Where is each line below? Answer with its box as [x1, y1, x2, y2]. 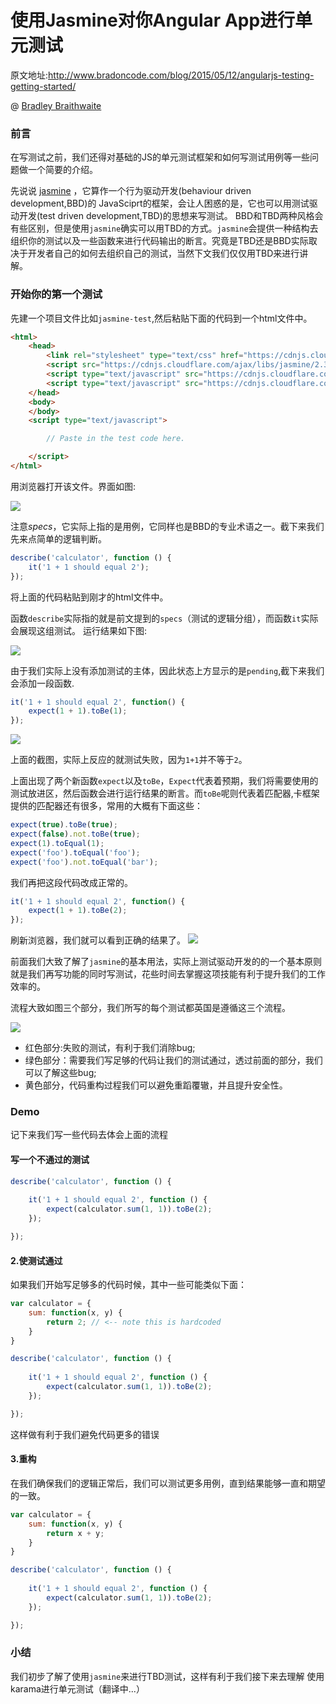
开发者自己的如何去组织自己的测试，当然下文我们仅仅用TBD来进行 [27, 247, 300, 260]
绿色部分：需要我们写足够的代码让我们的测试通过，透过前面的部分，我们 [24, 1054, 323, 1066]
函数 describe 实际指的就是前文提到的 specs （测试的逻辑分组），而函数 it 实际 [10, 612, 319, 624]
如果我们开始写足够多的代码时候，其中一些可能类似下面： [10, 1279, 247, 1291]
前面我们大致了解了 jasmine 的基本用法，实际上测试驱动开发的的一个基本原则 [10, 956, 323, 968]
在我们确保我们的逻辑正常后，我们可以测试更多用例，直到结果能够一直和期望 [10, 1477, 326, 1489]
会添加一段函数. [10, 677, 75, 689]
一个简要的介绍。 [27, 164, 98, 176]
